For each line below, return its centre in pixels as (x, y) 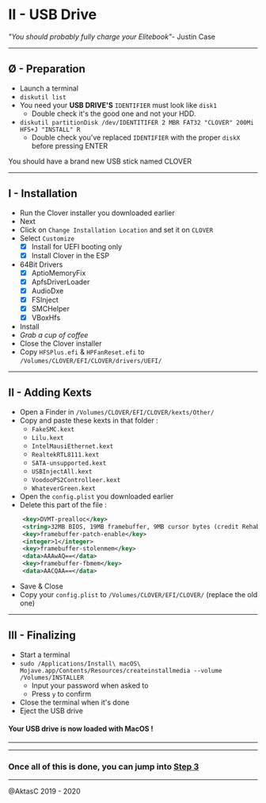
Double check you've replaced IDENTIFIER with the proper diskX (136, 137)
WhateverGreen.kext (64, 488)
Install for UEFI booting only (77, 246)
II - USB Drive (53, 15)
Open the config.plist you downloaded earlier (97, 496)
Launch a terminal (49, 88)
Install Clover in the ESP (70, 255)
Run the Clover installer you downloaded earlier (97, 213)
